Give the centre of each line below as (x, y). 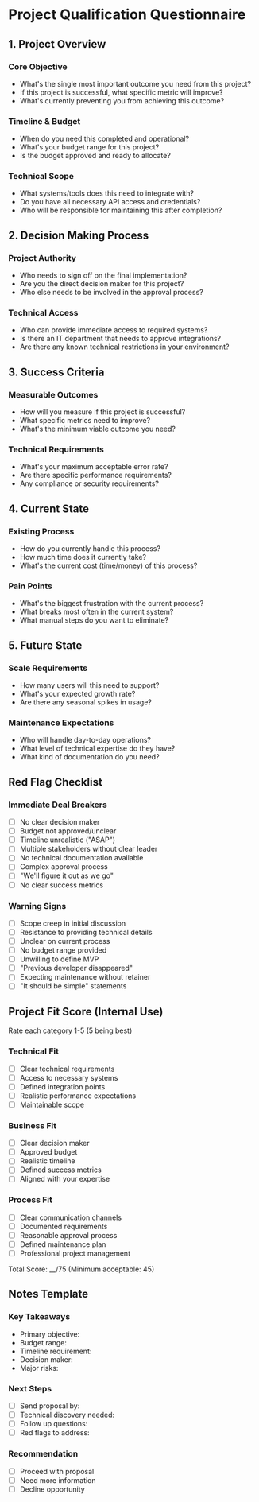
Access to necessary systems (69, 1077)
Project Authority (43, 258)
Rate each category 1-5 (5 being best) (70, 1030)
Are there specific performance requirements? (96, 475)
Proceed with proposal (57, 1471)
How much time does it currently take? (83, 557)
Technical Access (43, 313)
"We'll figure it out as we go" (66, 875)
